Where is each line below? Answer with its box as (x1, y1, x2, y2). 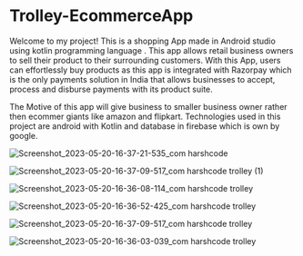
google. (9, 130, 38, 141)
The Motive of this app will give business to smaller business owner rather (9, 101, 288, 112)
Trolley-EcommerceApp (9, 5, 194, 26)
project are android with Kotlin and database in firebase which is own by (9, 120, 280, 132)
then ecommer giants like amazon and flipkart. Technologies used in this (9, 111, 281, 122)
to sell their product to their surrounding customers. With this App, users (9, 54, 281, 65)
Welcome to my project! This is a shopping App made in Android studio (9, 35, 276, 46)
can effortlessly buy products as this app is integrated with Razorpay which (9, 64, 293, 75)
